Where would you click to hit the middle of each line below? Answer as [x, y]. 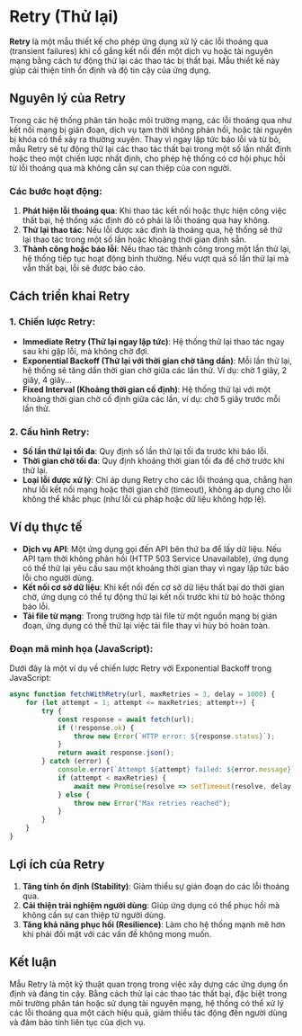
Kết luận [33, 963]
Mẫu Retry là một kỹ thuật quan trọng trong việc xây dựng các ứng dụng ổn [149, 984]
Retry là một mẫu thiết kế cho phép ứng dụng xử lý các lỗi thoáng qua [139, 41]
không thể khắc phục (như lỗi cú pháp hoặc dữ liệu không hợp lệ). [144, 499]
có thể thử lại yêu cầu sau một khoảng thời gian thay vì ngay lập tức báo [155, 567]
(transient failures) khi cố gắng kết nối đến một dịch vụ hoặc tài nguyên [142, 50]
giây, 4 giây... [47, 380]
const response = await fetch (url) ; [126, 719]
